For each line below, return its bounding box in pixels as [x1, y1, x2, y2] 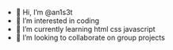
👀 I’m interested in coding [15, 16, 100, 25]
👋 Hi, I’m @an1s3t [15, 8, 73, 17]
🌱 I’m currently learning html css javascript [15, 25, 156, 33]
